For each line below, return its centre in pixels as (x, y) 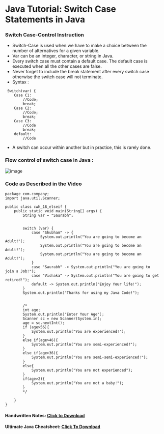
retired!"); (17, 280)
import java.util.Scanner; (33, 198)
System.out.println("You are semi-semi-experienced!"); (90, 357)
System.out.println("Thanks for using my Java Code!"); (81, 293)
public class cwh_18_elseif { (36, 207)
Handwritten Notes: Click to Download (45, 415)
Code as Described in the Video (43, 184)
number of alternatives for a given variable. (56, 51)
